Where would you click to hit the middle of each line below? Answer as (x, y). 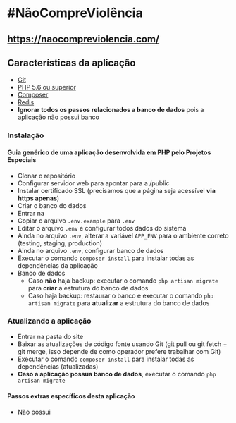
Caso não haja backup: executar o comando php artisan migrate (123, 281)
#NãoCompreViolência (75, 13)
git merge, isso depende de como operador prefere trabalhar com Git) (119, 351)
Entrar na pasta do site (50, 336)
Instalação (26, 135)
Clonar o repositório (46, 176)
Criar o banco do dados (52, 205)
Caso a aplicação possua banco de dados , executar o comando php (117, 374)
